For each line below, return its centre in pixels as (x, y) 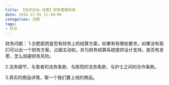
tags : (11, 24)
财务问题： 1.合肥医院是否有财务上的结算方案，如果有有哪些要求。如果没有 (82, 44)
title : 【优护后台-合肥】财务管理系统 (40, 10)
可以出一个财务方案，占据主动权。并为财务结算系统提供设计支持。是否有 (84, 50)
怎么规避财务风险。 (34, 56)
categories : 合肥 (23, 19)
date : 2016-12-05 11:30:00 (33, 15)
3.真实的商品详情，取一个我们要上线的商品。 (51, 77)
